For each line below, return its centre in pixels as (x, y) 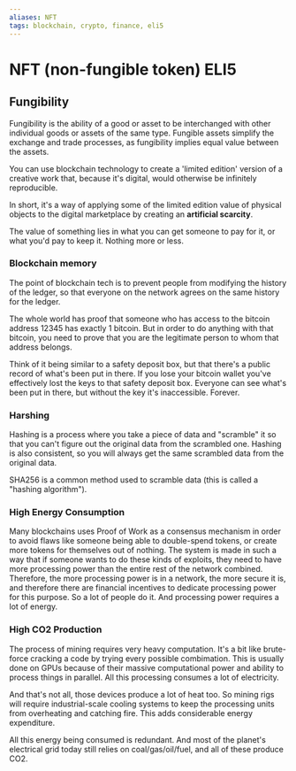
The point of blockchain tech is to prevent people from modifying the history (148, 282)
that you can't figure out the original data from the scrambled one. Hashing (145, 444)
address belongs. (41, 347)
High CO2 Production (56, 629)
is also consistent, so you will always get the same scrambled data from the (147, 453)
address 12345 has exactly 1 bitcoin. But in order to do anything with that (141, 328)
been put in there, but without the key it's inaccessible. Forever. (125, 392)
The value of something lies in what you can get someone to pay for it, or (142, 231)
